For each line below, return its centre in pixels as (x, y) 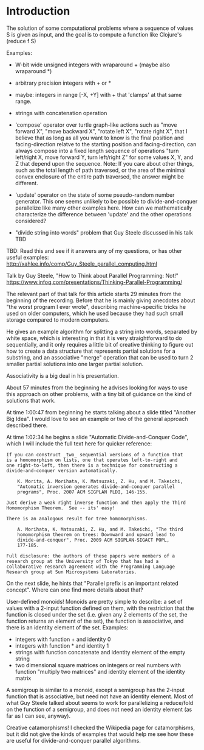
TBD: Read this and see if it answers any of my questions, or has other (94, 250)
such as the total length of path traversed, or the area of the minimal (100, 170)
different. (26, 183)
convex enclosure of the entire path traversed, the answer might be (99, 176)
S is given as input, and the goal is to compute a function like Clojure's (94, 34)
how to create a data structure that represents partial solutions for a (91, 351)
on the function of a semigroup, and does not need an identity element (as (99, 709)
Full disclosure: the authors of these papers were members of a (90, 556)
